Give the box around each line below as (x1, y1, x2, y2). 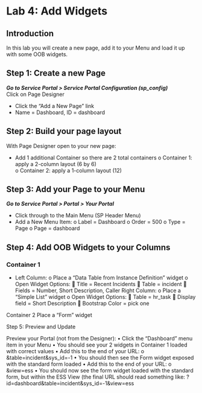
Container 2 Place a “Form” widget (6, 312, 92, 319)
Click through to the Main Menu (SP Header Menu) (14, 212, 141, 219)
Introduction (6, 28, 54, 39)
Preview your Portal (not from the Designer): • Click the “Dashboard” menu (6, 335, 193, 342)
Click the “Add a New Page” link (14, 102, 95, 109)
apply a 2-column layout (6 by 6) (14, 160, 96, 167)
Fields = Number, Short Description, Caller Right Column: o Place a (14, 287, 181, 294)
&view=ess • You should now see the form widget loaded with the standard (6, 367, 194, 374)
